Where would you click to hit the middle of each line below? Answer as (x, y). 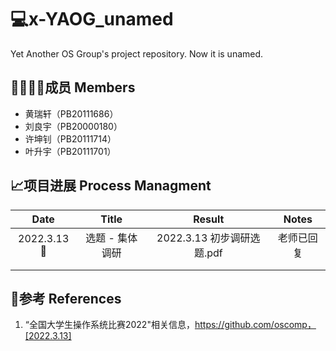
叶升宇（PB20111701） (70, 151)
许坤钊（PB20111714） (70, 138)
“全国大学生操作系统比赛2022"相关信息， (109, 325)
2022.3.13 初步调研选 (208, 238)
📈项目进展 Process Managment (111, 186)
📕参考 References (66, 298)
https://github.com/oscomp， (255, 325)
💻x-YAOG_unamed (92, 19)
